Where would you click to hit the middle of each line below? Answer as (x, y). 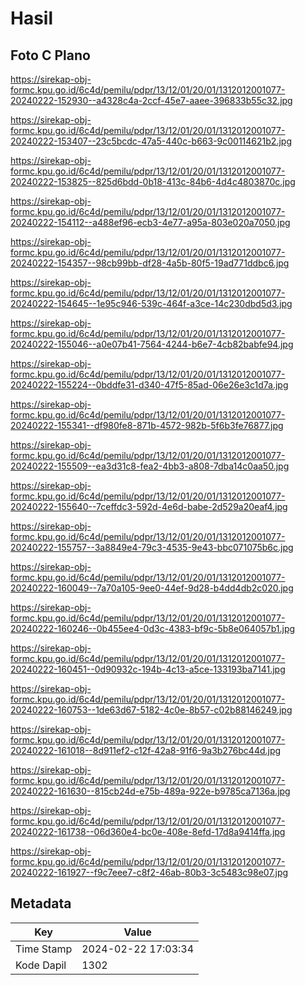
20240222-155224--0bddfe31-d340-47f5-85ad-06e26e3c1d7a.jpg (149, 385)
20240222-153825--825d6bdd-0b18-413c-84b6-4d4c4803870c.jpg (153, 181)
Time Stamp (44, 949)
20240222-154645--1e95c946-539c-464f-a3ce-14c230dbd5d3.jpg (151, 303)
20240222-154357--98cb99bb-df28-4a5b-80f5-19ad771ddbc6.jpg (150, 263)
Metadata (41, 903)
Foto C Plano (50, 55)
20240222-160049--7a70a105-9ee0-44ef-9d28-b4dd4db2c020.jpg (152, 588)
